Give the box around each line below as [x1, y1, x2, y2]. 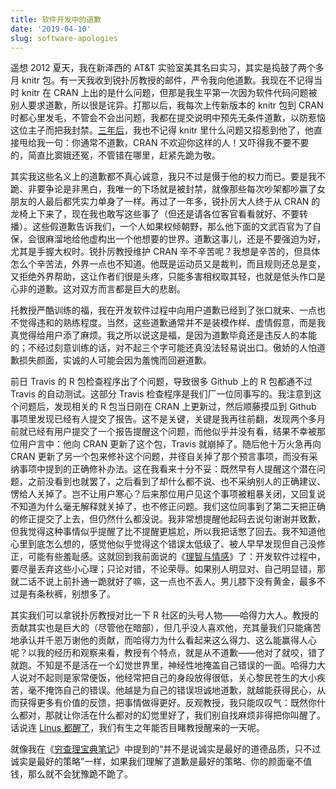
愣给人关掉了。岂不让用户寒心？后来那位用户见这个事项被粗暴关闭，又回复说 [10, 488, 326, 500]
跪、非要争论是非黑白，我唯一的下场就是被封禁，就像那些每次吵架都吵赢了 [10, 183, 317, 195]
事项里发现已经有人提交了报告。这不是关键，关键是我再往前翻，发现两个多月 [10, 413, 326, 425]
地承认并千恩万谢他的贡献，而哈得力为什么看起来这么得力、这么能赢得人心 [10, 634, 317, 646]
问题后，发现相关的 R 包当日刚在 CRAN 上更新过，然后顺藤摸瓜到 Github [18, 401, 317, 413]
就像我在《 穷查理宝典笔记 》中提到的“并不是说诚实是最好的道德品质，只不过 [10, 743, 322, 755]
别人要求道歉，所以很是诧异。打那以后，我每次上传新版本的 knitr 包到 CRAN [10, 99, 324, 111]
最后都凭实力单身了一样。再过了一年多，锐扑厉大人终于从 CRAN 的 [44, 196, 321, 208]
